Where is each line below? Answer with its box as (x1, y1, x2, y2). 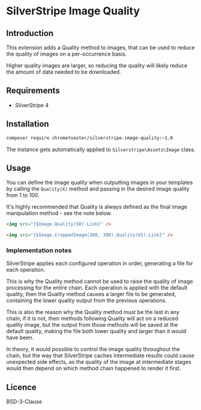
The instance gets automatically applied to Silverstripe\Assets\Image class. (6, 146, 196, 153)
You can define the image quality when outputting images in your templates (6, 179, 193, 186)
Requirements (6, 86, 60, 96)
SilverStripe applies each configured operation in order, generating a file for (6, 260, 193, 267)
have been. (6, 334, 34, 341)
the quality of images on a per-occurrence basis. (6, 50, 127, 58)
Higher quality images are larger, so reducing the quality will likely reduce (6, 62, 188, 69)
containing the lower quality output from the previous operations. (6, 297, 167, 304)
